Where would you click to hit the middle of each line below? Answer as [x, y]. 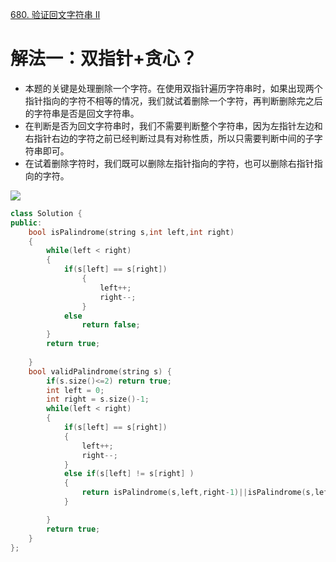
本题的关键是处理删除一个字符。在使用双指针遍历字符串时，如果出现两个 [173, 88]
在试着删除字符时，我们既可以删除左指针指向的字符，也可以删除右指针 [169, 163]
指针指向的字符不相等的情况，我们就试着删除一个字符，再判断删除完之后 [173, 100]
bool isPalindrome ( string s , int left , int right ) [131, 232]
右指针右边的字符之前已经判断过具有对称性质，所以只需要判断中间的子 [169, 138]
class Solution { [46, 213]
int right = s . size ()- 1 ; [98, 399]
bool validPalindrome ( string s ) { [100, 371]
